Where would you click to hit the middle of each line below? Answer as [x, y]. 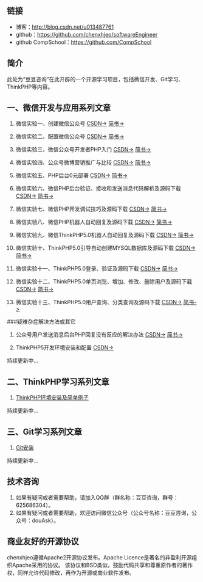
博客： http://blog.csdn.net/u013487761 [65, 27]
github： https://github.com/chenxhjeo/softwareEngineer [87, 34]
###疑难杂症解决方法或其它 [41, 322]
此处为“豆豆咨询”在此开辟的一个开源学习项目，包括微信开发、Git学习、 [95, 79]
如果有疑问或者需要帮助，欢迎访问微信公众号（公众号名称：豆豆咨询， [104, 512]
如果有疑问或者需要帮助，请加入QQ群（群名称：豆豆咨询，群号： [97, 497]
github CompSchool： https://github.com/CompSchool [84, 42]
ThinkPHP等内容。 [30, 87]
